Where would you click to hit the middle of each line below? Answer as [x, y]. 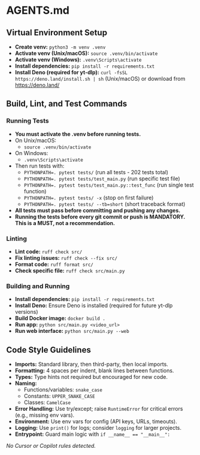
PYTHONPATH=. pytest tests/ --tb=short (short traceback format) [104, 204]
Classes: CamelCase [47, 402]
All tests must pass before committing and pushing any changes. [98, 210]
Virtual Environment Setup [57, 33]
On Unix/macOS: [36, 140]
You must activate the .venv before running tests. [78, 134]
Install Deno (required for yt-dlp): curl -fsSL [71, 72]
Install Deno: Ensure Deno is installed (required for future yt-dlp [94, 305]
